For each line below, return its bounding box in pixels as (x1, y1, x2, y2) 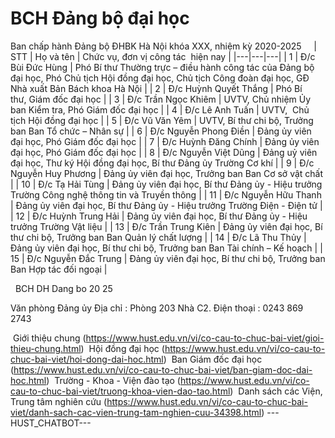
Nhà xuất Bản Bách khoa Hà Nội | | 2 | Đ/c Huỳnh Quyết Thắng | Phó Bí (10, 82, 303, 94)
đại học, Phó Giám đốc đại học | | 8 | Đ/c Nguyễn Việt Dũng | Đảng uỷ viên (10, 146, 318, 158)
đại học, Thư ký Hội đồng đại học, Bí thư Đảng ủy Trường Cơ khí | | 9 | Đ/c (10, 157, 315, 169)
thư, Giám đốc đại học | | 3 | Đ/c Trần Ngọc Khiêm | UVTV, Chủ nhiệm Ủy (10, 93, 312, 105)
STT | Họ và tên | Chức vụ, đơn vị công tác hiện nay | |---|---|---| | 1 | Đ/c (10, 50, 316, 62)
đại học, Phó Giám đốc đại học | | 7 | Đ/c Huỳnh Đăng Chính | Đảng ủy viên (10, 135, 320, 147)
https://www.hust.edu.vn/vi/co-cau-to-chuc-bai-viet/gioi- (85, 332, 325, 344)
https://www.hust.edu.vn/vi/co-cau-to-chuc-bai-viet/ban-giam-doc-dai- (13, 363, 313, 376)
